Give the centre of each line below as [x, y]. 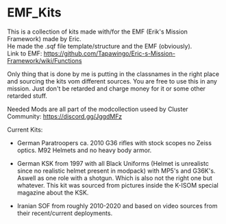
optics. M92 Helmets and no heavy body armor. [84, 150]
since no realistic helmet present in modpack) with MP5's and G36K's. [116, 171]
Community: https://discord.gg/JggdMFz [64, 116]
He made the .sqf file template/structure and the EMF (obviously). [100, 46]
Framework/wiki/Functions [45, 60]
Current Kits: [25, 129]
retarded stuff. [27, 96]
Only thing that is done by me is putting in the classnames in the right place [113, 74]
